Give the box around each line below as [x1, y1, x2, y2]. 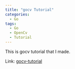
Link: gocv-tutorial [5, 58, 42, 64]
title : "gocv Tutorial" [5, 7, 54, 12]
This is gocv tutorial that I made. [5, 48, 71, 55]
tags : [5, 21, 16, 26]
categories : [5, 12, 30, 17]
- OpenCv [9, 30, 28, 35]
